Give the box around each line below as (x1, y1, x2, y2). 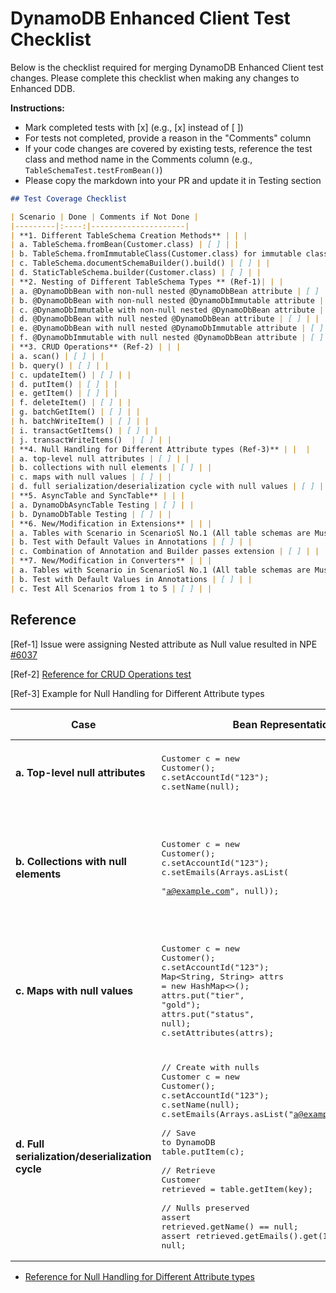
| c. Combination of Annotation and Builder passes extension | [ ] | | (10, 547, 320, 557)
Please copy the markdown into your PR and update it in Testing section (24, 174, 322, 186)
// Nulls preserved (161, 1202, 250, 1213)
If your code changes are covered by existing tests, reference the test (24, 142, 313, 154)
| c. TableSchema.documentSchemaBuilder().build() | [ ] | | (10, 258, 271, 269)
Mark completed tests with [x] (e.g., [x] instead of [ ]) (24, 121, 244, 133)
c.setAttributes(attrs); (161, 1028, 275, 1038)
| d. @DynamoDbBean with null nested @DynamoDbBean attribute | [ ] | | (10, 314, 320, 324)
